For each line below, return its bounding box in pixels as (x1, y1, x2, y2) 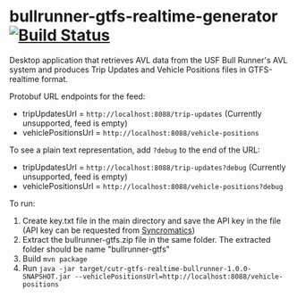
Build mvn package (21, 252, 88, 264)
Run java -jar (21, 262, 76, 273)
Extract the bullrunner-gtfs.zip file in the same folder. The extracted (21, 234, 271, 244)
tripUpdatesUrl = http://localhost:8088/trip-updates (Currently (21, 108, 262, 119)
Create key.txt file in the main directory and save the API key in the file (21, 215, 282, 226)
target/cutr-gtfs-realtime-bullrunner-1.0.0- (79, 264, 252, 273)
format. (41, 73, 69, 84)
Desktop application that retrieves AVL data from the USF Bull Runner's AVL (9, 54, 288, 65)
